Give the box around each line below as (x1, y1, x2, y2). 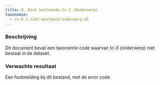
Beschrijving (5, 33, 37, 40)
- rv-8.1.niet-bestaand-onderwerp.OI (10, 17, 89, 22)
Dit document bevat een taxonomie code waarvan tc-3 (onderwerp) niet (5, 45, 155, 51)
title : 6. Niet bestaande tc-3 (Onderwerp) (5, 7, 98, 13)
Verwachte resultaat (5, 62, 57, 69)
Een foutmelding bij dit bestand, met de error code (5, 74, 110, 80)
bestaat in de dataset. (5, 50, 50, 56)
